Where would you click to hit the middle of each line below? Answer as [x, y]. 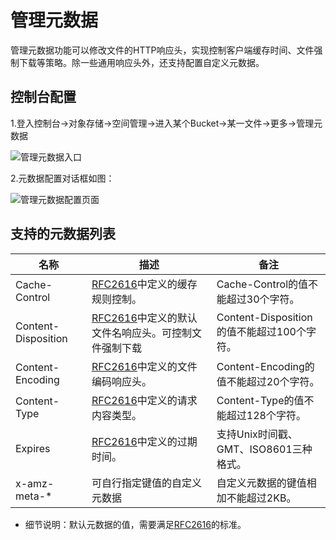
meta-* [34, 496]
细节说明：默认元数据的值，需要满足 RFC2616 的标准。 [135, 524]
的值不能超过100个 [261, 331]
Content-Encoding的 [265, 366]
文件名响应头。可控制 [141, 333]
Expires [33, 448]
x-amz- [35, 483]
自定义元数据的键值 [261, 483]
